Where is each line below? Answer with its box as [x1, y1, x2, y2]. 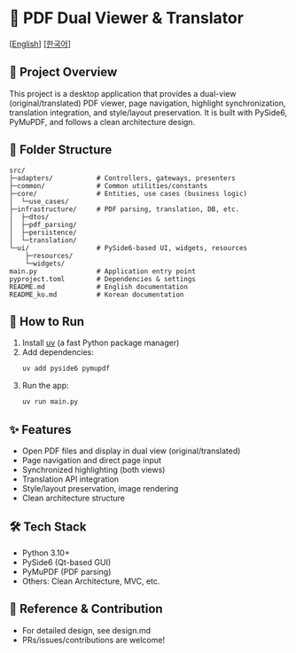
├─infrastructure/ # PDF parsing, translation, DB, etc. [9, 204, 240, 214]
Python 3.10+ [21, 547, 71, 558]
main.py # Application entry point [9, 266, 197, 276]
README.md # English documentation [9, 282, 189, 291]
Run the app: [21, 381, 69, 391]
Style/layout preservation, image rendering [21, 483, 179, 493]
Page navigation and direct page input [21, 454, 162, 465]
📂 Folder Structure [9, 142, 113, 158]
